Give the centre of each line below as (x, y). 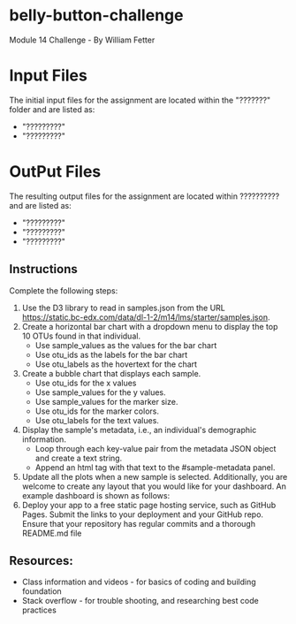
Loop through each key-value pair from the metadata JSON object (156, 448)
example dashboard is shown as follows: (96, 495)
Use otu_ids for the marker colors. (97, 411)
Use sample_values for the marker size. (106, 401)
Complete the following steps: (64, 290)
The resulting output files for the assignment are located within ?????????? (144, 196)
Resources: (41, 561)
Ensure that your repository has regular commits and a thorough (139, 523)
